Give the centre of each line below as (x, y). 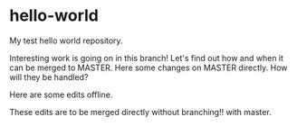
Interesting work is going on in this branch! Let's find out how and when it (146, 58)
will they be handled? (49, 76)
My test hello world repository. (67, 40)
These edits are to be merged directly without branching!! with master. (140, 112)
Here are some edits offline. (61, 94)
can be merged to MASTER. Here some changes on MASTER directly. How (148, 67)
